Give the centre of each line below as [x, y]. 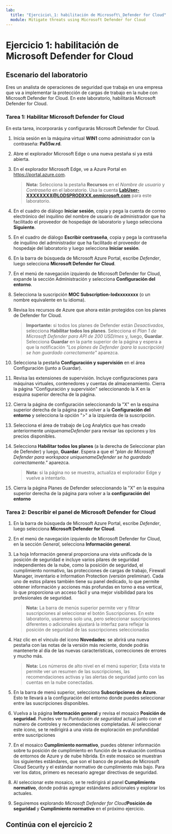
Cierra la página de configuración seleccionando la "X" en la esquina [86, 404]
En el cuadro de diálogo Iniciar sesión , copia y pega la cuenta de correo [89, 211]
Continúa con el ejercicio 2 [49, 825]
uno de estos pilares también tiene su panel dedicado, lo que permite [86, 581]
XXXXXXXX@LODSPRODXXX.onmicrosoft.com [78, 195]
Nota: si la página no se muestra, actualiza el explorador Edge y [93, 472]
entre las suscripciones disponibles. [51, 703]
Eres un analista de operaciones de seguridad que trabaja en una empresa [84, 87]
